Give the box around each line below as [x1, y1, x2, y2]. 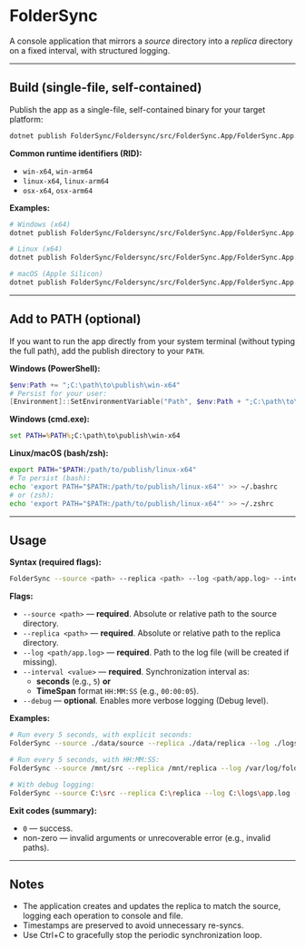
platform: [9, 114, 44, 124]
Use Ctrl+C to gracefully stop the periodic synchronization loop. [22, 930, 262, 941]
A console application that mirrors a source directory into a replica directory [9, 35, 293, 46]
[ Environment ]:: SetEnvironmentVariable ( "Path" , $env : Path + [9, 397, 242, 407]
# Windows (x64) [9, 220, 71, 229]
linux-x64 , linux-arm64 [22, 174, 109, 186]
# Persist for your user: [9, 389, 107, 398]
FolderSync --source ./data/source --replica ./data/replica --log [9, 739, 271, 748]
